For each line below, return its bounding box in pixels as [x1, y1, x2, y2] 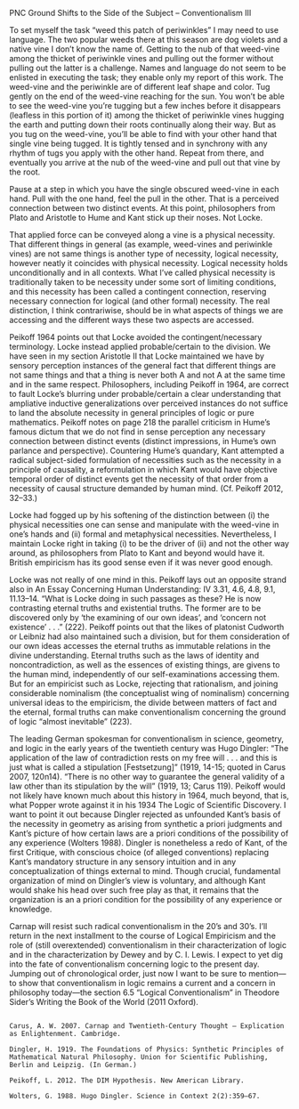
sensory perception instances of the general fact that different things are [9, 360, 277, 370]
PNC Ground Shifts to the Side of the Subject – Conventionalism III [9, 8, 252, 18]
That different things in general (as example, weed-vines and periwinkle [9, 239, 273, 249]
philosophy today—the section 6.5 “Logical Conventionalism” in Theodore [9, 987, 280, 998]
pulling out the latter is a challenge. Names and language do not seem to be [9, 62, 287, 73]
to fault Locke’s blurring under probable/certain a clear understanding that [9, 389, 282, 399]
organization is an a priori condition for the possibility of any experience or [9, 894, 283, 904]
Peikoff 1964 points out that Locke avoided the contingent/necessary [9, 332, 263, 342]
